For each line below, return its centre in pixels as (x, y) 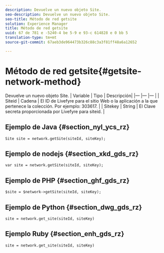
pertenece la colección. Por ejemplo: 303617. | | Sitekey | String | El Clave (81, 106)
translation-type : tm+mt (31, 38)
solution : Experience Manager (37, 24)
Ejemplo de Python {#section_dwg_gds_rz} (74, 207)
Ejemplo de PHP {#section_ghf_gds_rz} (67, 181)
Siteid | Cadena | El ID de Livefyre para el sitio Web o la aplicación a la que (82, 101)
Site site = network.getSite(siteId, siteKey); (56, 138)
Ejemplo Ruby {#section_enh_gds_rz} (65, 234)
